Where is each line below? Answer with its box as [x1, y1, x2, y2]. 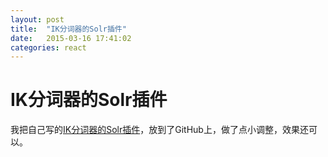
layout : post [10, 14, 65, 25]
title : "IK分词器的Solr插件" [10, 24, 127, 34]
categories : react [10, 42, 87, 53]
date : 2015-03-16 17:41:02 [10, 33, 132, 43]
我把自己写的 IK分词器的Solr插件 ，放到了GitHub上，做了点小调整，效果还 [10, 124, 309, 136]
